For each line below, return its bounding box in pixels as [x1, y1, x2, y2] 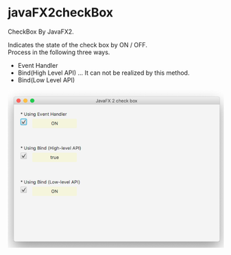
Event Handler [17, 61, 58, 69]
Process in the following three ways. [8, 48, 110, 56]
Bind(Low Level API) [17, 75, 75, 84]
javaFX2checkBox [8, 5, 114, 21]
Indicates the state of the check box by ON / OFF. [8, 40, 148, 49]
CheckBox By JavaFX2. [8, 27, 74, 36]
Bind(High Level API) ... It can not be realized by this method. [17, 69, 190, 77]
